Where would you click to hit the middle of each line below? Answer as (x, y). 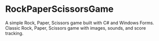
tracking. (14, 33)
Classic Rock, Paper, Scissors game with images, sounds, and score (76, 28)
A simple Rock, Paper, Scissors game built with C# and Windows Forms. (80, 23)
